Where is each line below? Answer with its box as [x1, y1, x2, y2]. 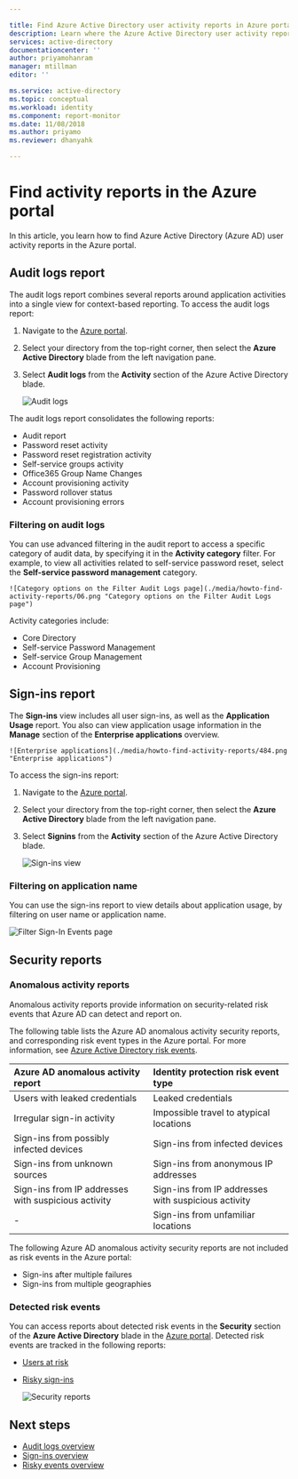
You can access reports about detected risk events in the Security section [9, 1321, 281, 1331]
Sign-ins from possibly [13, 1131, 110, 1144]
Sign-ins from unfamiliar [153, 1208, 255, 1220]
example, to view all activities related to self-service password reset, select [9, 557, 284, 569]
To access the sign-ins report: [9, 770, 120, 780]
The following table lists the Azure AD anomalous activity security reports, [9, 1026, 280, 1036]
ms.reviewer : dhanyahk [9, 136, 93, 145]
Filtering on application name [9, 879, 138, 891]
